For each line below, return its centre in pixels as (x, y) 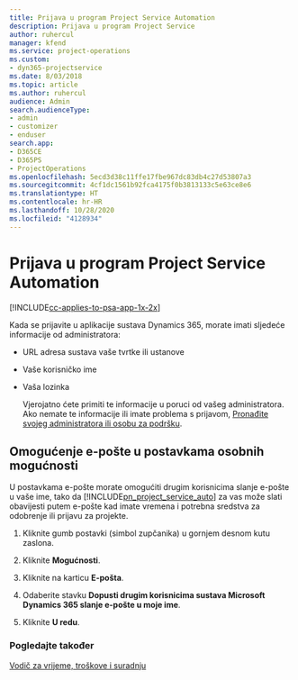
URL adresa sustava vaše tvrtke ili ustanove (103, 351)
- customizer (34, 127)
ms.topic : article (44, 85)
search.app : (32, 143)
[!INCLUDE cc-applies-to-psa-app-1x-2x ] (85, 307)
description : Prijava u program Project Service (102, 26)
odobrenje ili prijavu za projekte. (69, 516)
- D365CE (26, 151)
